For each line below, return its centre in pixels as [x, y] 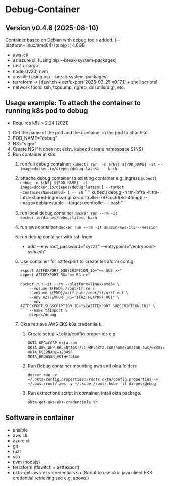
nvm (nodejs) [26, 462]
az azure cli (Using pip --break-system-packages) [65, 60]
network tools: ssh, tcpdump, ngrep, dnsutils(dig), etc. [69, 87]
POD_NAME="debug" [35, 138]
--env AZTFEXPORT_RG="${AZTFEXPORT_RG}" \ [74, 297]
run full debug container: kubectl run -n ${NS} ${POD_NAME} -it [88, 164]
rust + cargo [25, 66]
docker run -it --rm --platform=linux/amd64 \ [70, 284]
